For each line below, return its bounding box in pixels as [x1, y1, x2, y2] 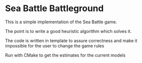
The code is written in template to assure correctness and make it [5, 37, 138, 44]
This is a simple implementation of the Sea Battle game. [5, 19, 118, 25]
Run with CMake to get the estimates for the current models [5, 52, 126, 58]
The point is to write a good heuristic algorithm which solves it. [5, 28, 132, 34]
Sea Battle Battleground [5, 3, 104, 14]
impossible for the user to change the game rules [5, 43, 104, 48]
